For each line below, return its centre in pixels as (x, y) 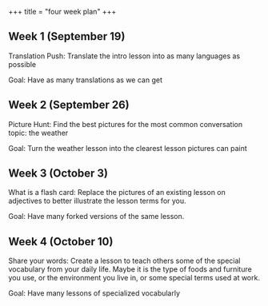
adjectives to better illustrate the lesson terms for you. (97, 201)
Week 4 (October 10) (61, 242)
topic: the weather (38, 133)
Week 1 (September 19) (67, 36)
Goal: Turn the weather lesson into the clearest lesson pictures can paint (128, 148)
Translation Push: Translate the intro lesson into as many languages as (124, 56)
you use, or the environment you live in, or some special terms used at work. (134, 278)
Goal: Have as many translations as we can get (85, 80)
